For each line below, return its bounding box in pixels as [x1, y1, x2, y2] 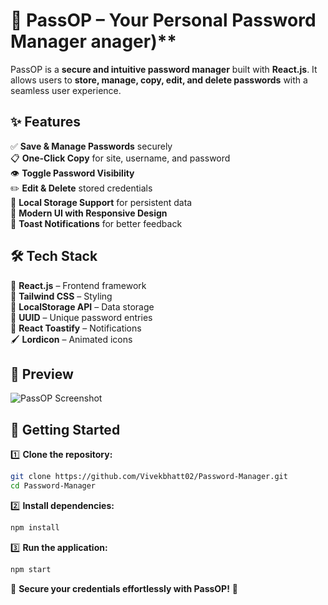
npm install [10, 522, 60, 533]
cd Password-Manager [10, 481, 97, 491]
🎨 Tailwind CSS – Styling [10, 290, 113, 302]
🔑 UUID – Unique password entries [10, 311, 153, 323]
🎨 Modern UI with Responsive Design [10, 207, 168, 219]
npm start [10, 564, 52, 574]
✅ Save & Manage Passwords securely [10, 140, 173, 152]
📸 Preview [10, 365, 74, 383]
